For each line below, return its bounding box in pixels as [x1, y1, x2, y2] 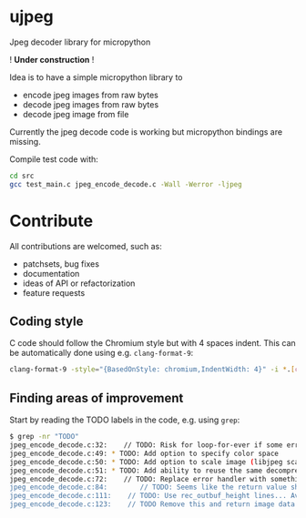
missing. [9, 136, 41, 147]
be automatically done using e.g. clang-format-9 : [9, 348, 194, 359]
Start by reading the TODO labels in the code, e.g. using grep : [9, 414, 240, 425]
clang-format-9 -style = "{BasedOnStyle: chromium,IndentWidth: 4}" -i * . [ [9, 365, 296, 374]
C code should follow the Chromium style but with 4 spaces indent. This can [9, 338, 296, 349]
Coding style [9, 314, 84, 330]
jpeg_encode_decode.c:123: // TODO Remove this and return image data [9, 500, 296, 509]
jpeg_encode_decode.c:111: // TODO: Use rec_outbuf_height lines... [9, 492, 287, 501]
